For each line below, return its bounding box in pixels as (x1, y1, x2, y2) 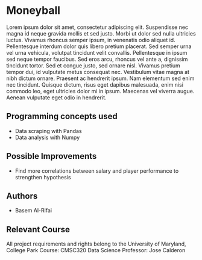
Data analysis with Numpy (14, 134, 80, 141)
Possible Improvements (6, 151, 97, 161)
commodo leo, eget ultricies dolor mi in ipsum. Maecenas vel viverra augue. (6, 87, 195, 94)
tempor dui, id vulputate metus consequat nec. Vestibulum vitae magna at (6, 68, 190, 75)
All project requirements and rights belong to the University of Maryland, (6, 240, 186, 247)
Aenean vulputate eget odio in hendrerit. (6, 94, 107, 101)
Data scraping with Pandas (14, 127, 83, 134)
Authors (6, 191, 38, 201)
